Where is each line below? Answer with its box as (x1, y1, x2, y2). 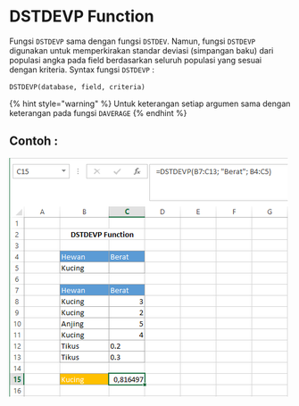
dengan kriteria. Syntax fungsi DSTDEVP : (9, 64, 154, 75)
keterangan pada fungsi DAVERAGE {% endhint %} (9, 107, 187, 118)
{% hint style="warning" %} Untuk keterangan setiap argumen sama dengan (9, 98, 291, 109)
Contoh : (9, 134, 58, 149)
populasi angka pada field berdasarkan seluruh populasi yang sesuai (9, 54, 262, 65)
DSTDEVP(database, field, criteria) (9, 82, 145, 91)
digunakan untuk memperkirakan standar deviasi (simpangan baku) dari (9, 45, 274, 55)
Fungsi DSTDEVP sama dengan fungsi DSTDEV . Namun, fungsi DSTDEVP (9, 36, 256, 46)
